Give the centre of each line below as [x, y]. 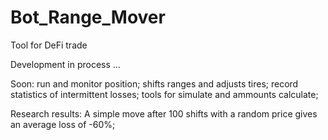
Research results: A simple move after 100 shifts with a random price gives [164, 113]
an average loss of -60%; [63, 124]
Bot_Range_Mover [88, 17]
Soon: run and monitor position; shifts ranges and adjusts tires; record [154, 83]
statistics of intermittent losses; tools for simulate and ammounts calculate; [164, 94]
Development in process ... [65, 64]
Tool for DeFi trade [49, 45]
